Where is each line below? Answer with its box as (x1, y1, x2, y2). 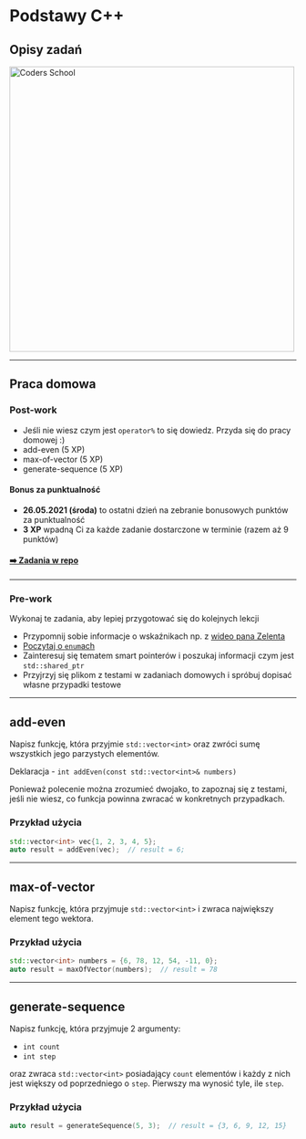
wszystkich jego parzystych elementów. (9, 748, 160, 759)
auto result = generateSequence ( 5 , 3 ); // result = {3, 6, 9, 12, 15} (9, 1122, 287, 1131)
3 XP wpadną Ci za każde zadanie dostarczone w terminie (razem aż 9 (22, 524, 290, 535)
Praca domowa (9, 376, 97, 392)
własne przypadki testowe (22, 679, 121, 690)
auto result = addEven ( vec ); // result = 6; (9, 845, 185, 854)
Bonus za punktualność (9, 485, 101, 496)
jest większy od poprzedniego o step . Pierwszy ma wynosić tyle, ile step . (9, 1078, 284, 1089)
